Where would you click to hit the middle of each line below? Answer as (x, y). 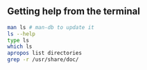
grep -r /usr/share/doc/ (43, 60)
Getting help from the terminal (74, 11)
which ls (20, 47)
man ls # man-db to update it (51, 27)
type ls (18, 40)
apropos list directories (44, 53)
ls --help (21, 34)
